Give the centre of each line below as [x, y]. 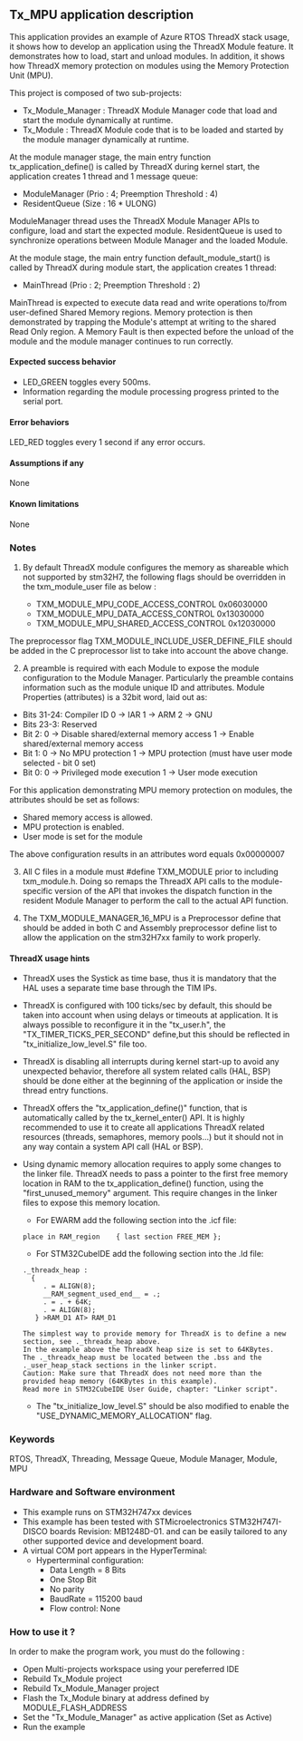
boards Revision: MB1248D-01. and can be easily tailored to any [168, 1531]
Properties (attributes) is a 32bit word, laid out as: [115, 696]
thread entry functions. [65, 1091]
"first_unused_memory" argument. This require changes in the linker [150, 1193]
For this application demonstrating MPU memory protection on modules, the [151, 790]
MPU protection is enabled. [73, 827]
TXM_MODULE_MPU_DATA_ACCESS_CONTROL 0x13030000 [150, 613]
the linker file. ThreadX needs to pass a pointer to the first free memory [155, 1174]
